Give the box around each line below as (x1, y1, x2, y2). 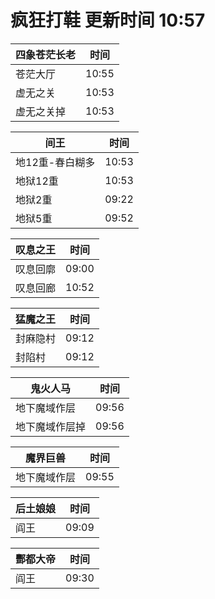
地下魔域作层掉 (15, 419, 87, 433)
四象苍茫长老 (15, 47, 77, 61)
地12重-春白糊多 (15, 155, 96, 169)
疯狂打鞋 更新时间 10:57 (10, 9, 206, 32)
